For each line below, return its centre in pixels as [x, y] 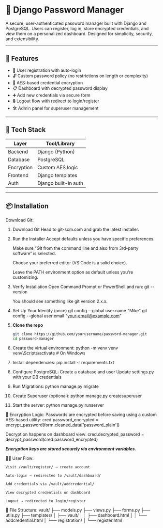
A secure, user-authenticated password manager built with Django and [76, 23]
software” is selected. [34, 254]
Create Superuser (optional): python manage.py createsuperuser [77, 396]
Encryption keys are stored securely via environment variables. [71, 449]
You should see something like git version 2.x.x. [60, 301]
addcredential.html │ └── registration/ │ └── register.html [64, 520]
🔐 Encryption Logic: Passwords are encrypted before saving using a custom [81, 415]
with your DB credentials [37, 377]
